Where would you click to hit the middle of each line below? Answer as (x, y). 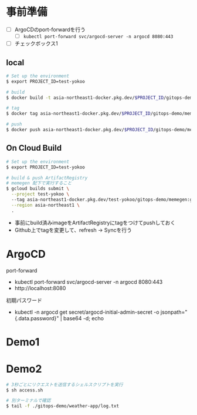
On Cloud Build (34, 148)
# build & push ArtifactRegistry (47, 178)
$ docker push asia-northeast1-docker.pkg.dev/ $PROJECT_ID (80, 130)
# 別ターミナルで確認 (28, 401)
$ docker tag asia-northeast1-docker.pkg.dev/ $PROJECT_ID (78, 114)
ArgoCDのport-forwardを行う (50, 29)
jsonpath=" (174, 312)
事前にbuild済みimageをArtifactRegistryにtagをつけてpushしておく (95, 223)
